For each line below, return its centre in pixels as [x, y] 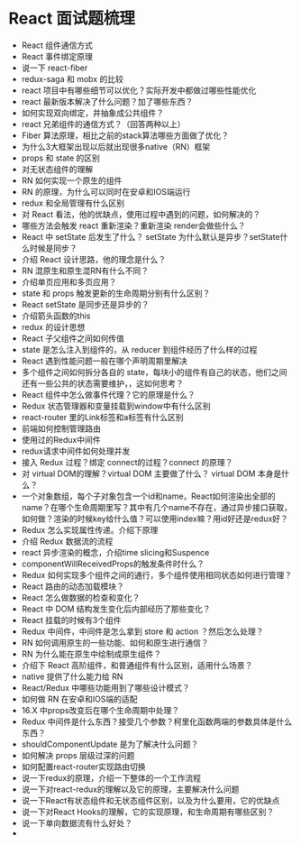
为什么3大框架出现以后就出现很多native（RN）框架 [116, 146]
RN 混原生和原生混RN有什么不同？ [85, 271]
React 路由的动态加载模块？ [73, 586]
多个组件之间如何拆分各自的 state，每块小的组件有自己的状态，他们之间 [154, 372]
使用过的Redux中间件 [61, 439]
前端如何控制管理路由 [61, 428]
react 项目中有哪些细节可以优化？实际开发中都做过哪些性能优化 [139, 90]
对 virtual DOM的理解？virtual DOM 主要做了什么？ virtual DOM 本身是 [151, 473]
